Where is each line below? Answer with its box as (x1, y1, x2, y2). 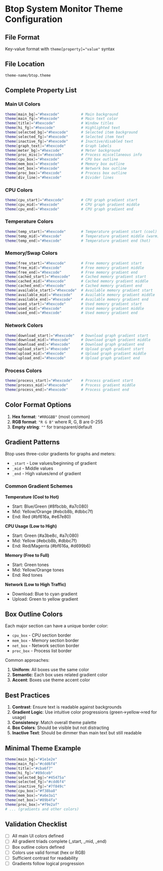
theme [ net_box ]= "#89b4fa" (5, 798, 57, 802)
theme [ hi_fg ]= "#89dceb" (5, 770, 53, 775)
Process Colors (5, 367, 42, 374)
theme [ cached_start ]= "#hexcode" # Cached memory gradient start (5, 274, 147, 279)
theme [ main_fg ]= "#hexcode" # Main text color (5, 116, 118, 121)
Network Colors (5, 322, 43, 329)
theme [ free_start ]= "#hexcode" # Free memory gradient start (5, 261, 142, 266)
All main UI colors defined (12, 833, 64, 839)
